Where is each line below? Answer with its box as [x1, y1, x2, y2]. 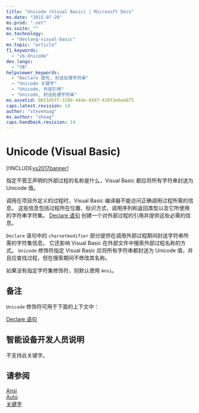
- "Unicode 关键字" [11, 81, 57, 87]
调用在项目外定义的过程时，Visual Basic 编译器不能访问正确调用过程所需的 [6, 197, 188, 204]
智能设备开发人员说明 [6, 334, 84, 345]
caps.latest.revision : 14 [6, 102, 70, 109]
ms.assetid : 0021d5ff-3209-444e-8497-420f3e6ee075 [6, 97, 134, 103]
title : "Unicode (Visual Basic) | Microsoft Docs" [6, 8, 134, 15]
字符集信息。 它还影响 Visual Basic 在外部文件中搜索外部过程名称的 [16, 239, 181, 247]
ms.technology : [6, 31, 44, 37]
